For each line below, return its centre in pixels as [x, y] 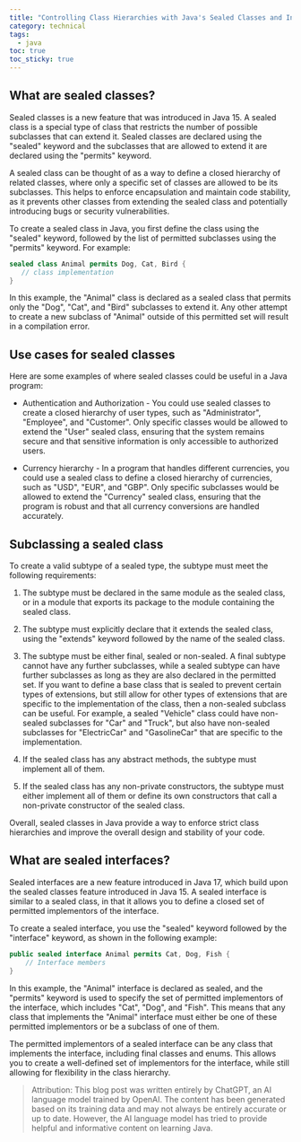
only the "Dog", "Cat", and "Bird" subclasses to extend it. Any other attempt [149, 307]
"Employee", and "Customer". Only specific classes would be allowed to [155, 422]
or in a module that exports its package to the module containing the [148, 602]
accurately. [43, 516]
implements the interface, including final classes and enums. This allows [143, 1053]
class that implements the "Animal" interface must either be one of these [143, 1016]
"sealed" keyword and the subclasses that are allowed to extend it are [138, 145]
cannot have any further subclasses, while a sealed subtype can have [151, 666]
